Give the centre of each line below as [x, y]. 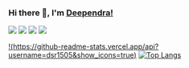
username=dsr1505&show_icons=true [71, 55]
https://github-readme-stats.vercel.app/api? [86, 46]
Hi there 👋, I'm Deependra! [61, 13]
